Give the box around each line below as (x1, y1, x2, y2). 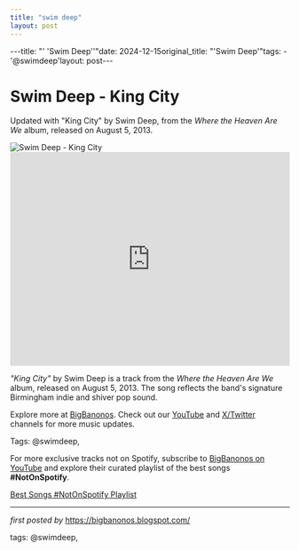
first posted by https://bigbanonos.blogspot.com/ (10, 515, 191, 525)
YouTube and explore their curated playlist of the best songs (10, 463, 231, 474)
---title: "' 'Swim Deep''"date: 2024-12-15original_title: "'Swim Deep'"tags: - (10, 45, 287, 56)
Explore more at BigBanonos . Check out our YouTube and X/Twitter (10, 410, 256, 420)
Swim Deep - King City (10, 86, 180, 107)
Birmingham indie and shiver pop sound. (10, 392, 158, 403)
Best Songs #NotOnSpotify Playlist (10, 490, 137, 500)
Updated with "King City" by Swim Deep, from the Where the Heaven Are (10, 116, 278, 126)
